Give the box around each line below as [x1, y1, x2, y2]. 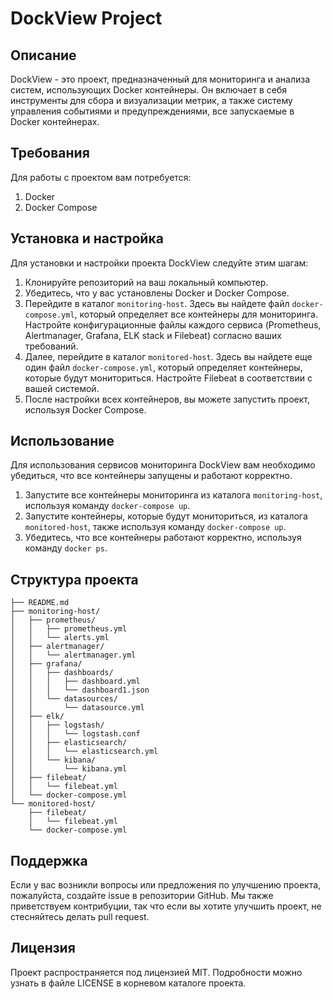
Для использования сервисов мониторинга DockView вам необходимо [10, 459, 316, 471]
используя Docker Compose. [24, 403, 147, 416]
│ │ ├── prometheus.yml [10, 624, 128, 634]
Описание [10, 47, 77, 64]
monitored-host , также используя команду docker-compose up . [24, 521, 287, 533]
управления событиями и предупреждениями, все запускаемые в [10, 105, 295, 117]
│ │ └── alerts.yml [10, 633, 110, 643]
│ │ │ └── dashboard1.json [10, 685, 150, 696]
